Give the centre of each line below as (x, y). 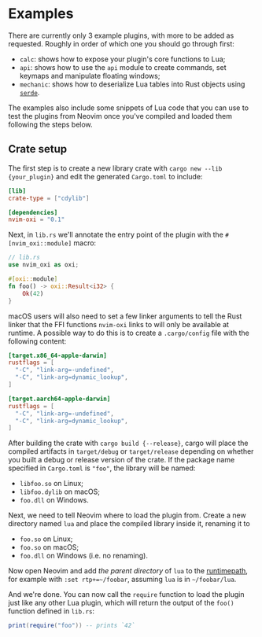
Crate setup (38, 149)
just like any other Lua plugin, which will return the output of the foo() (121, 603)
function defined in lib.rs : (52, 611)
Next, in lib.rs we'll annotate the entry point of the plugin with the (116, 235)
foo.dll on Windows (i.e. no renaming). (83, 556)
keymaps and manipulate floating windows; (90, 75)
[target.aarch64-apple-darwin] (59, 399)
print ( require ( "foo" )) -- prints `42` (72, 626)
